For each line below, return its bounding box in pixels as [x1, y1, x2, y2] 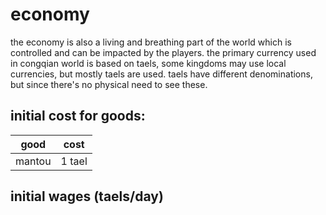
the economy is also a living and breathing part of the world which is [10, 36, 292, 48]
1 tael [60, 154, 88, 168]
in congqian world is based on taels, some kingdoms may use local [10, 57, 287, 69]
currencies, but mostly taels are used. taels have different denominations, [10, 68, 313, 80]
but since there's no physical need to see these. [10, 78, 208, 90]
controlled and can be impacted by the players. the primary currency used [10, 46, 317, 58]
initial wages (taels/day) [10, 188, 164, 205]
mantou [15, 154, 52, 168]
